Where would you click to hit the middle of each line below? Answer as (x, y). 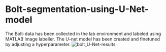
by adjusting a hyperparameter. (38, 44)
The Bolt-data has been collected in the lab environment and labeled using (83, 33)
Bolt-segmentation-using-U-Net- (77, 9)
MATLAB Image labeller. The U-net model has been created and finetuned (83, 39)
